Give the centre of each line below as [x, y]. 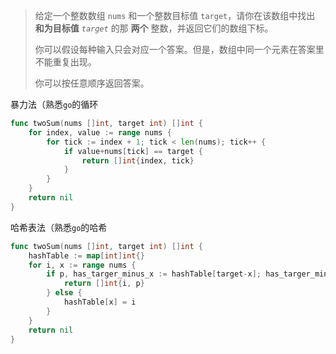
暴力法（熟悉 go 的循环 [54, 104]
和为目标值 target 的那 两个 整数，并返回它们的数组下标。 [154, 28]
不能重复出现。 [65, 62]
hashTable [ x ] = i [100, 302]
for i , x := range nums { [82, 265]
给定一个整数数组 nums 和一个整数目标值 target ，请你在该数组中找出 [175, 15]
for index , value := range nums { [100, 132]
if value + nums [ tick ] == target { [133, 151]
